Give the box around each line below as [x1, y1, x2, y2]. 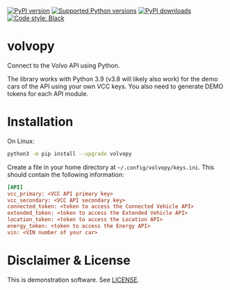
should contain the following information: [7, 170, 124, 179]
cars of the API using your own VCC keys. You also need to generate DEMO [7, 82, 224, 90]
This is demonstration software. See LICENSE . [7, 275, 140, 284]
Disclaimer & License [7, 252, 131, 268]
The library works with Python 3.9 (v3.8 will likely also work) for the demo [7, 74, 218, 83]
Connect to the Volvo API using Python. [7, 61, 120, 70]
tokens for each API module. [7, 89, 89, 97]
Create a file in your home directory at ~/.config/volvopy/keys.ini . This [7, 163, 214, 171]
